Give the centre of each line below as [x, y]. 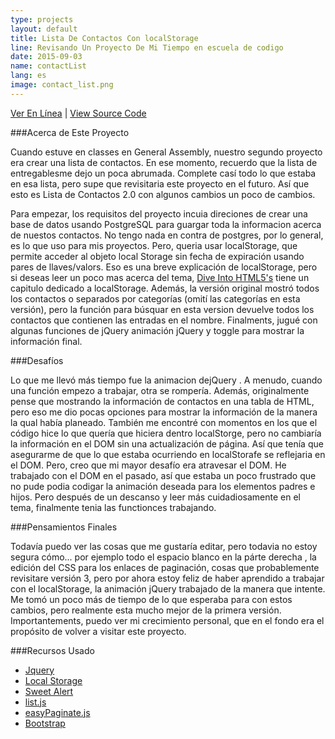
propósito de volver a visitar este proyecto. [98, 631]
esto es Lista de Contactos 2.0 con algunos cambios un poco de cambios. [163, 194]
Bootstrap [45, 723]
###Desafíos [37, 360]
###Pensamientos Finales [64, 527]
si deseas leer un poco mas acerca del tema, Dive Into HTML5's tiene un [160, 277]
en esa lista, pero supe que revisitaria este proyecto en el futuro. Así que [160, 183]
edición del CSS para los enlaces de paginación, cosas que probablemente [165, 567]
